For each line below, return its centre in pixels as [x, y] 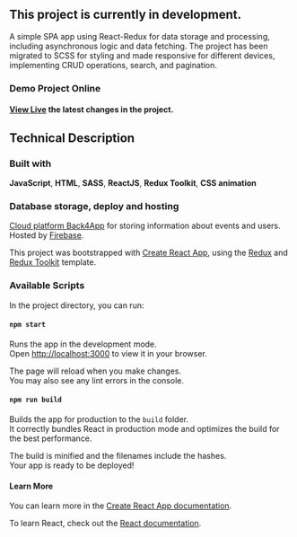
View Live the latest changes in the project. [92, 110]
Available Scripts [47, 286]
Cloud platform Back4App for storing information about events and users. [145, 226]
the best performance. [51, 438]
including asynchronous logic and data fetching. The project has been [139, 46]
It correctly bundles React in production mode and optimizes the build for [144, 429]
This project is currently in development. [126, 15]
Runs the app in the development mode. [83, 344]
